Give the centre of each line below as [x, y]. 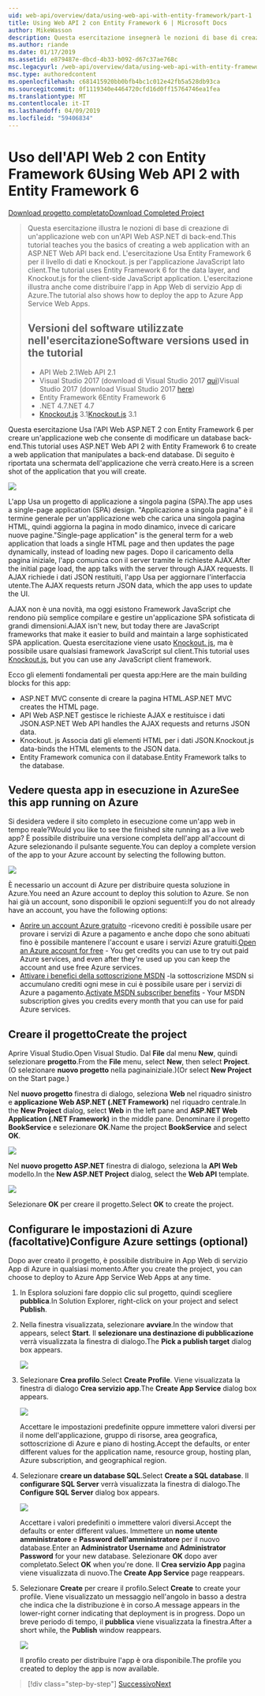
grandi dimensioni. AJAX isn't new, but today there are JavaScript [114, 625]
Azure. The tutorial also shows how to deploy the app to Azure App [135, 295]
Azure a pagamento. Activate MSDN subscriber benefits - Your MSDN [132, 992]
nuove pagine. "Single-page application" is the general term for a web [121, 535]
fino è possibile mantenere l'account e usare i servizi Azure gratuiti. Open [138, 942]
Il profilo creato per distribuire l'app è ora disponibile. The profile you [131, 1660]
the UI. [19, 594]
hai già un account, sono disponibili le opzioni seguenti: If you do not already [132, 902]
